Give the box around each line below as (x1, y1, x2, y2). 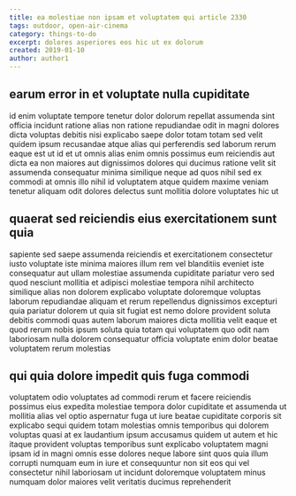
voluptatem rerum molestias (9, 343, 111, 353)
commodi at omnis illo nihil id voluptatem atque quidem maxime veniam (9, 176, 269, 187)
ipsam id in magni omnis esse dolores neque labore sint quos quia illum (9, 448, 269, 459)
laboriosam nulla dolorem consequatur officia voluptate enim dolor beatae (9, 333, 278, 344)
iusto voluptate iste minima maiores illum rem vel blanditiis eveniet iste (9, 258, 265, 268)
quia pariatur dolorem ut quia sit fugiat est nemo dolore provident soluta (9, 305, 271, 315)
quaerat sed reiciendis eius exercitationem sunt (9, 212, 277, 227)
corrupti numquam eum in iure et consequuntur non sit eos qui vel (9, 458, 250, 469)
